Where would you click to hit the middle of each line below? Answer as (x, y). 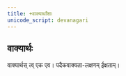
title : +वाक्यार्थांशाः (30, 14)
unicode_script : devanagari (48, 20)
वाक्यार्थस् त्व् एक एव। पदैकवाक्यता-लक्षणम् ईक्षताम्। (64, 65)
